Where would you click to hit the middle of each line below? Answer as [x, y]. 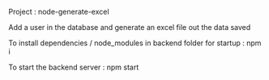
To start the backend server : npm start [74, 67]
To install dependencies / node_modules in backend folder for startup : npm [135, 43]
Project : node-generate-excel [59, 12]
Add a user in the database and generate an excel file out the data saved [130, 27]
